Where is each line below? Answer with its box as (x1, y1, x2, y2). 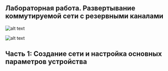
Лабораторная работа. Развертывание (5, 4, 136, 13)
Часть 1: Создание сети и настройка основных (5, 50, 162, 58)
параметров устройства (5, 57, 88, 66)
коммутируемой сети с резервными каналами (5, 12, 164, 21)
